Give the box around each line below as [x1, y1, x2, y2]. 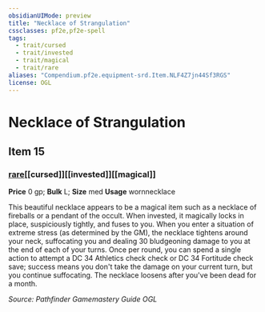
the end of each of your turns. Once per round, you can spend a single [8, 245, 242, 254]
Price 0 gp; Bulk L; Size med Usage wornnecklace [8, 187, 176, 197]
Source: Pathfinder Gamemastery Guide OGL [8, 294, 158, 304]
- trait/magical [15, 57, 70, 65]
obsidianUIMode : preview [8, 11, 91, 20]
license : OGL [8, 78, 52, 86]
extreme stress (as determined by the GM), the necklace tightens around [8, 228, 248, 238]
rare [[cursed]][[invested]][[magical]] [8, 169, 156, 180]
